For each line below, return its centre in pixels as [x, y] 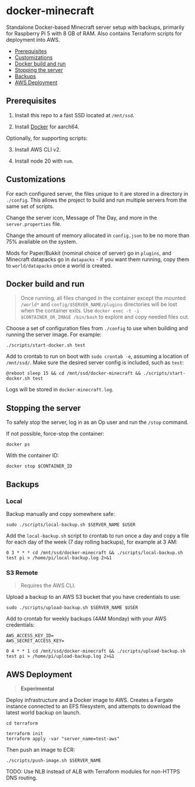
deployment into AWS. [33, 39]
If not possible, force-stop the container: [55, 434]
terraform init [25, 733]
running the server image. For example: [54, 335]
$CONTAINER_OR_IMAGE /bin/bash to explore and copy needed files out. [105, 317]
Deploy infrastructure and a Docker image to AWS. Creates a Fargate [90, 700]
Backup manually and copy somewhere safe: [61, 513]
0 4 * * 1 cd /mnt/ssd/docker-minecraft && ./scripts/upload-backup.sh [96, 651]
